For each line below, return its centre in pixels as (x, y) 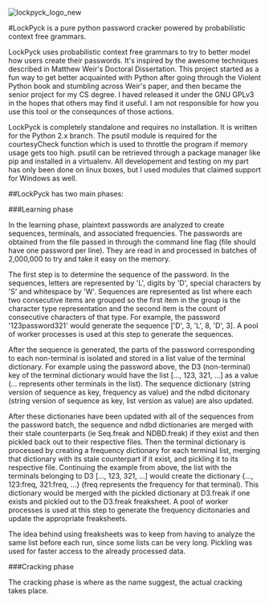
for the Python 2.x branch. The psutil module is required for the (113, 136)
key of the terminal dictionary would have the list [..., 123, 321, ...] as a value (133, 375)
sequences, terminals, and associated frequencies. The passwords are (125, 233)
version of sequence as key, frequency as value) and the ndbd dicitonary (129, 392)
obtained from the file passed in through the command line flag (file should (132, 242)
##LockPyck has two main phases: (66, 194)
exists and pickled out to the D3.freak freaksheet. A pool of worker (118, 502)
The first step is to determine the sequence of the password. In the (119, 274)
